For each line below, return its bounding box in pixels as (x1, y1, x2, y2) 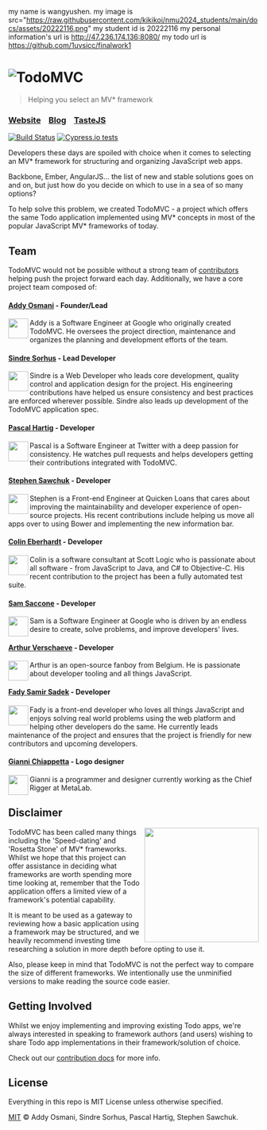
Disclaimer (8, 806, 63, 820)
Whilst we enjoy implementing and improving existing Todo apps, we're (8, 1020, 242, 1030)
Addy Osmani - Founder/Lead (8, 300, 108, 310)
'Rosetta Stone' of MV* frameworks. (8, 844, 127, 854)
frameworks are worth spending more (8, 869, 133, 879)
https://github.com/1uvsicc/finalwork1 (8, 41, 132, 50)
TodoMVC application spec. (8, 405, 99, 415)
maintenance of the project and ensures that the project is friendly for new (8, 730, 252, 739)
